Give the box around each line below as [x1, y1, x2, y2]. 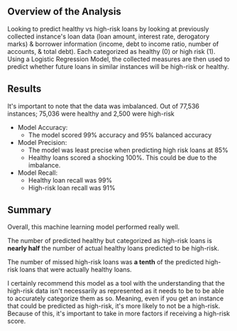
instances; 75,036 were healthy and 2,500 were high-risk [7, 109, 175, 118]
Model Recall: [17, 168, 58, 177]
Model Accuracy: [17, 123, 68, 131]
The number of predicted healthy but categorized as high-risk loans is [7, 237, 213, 245]
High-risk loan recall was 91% [28, 183, 116, 192]
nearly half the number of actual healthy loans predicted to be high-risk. [7, 244, 220, 253]
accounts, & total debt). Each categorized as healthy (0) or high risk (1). [7, 47, 216, 55]
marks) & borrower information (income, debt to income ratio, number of [7, 39, 219, 48]
